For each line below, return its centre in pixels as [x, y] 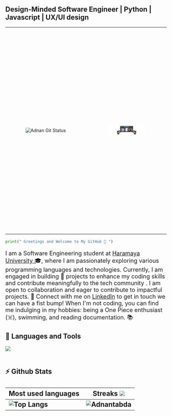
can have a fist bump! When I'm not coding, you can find [82, 303]
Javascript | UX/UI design [47, 18]
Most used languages [44, 393]
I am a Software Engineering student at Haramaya [73, 253]
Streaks [105, 393]
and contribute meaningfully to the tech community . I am [83, 283]
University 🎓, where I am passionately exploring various [82, 261]
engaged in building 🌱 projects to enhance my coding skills [85, 276]
